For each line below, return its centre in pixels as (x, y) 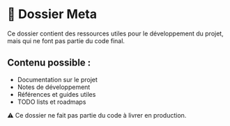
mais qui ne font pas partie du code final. (66, 40)
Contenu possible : (49, 63)
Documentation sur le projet (57, 79)
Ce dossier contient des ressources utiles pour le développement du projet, (116, 33)
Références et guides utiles (56, 94)
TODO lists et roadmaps (52, 102)
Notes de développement (54, 87)
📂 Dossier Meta (52, 14)
